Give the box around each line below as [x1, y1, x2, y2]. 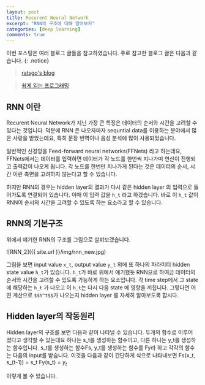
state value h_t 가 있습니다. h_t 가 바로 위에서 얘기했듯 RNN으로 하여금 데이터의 [6, 268, 196, 276]
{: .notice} [24, 57, 50, 64]
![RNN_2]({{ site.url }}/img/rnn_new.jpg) [6, 248, 106, 255]
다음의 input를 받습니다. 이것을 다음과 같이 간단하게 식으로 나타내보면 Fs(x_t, [12, 351, 196, 359]
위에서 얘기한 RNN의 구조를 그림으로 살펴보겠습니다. [6, 235, 131, 243]
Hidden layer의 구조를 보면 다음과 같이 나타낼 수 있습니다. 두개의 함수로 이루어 [6, 329, 193, 336]
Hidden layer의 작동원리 [6, 311, 95, 322]
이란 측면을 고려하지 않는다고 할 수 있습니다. [12, 170, 117, 178]
